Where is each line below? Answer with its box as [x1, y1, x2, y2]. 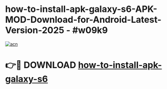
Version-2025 [5, 25, 65, 36]
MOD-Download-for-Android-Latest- [5, 14, 162, 25]
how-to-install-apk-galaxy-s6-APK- [5, 3, 158, 15]
